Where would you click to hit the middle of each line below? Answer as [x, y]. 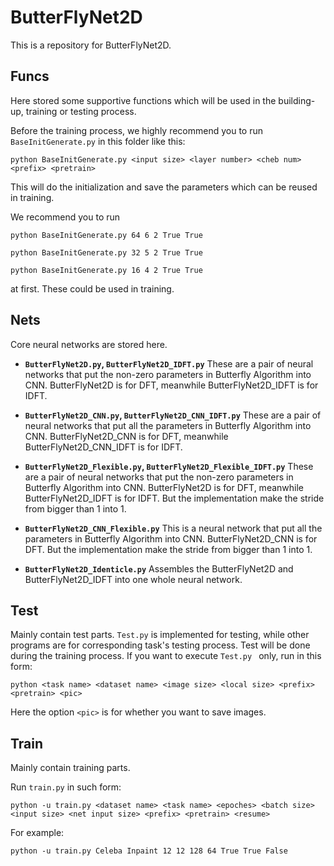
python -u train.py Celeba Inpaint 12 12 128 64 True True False [149, 851]
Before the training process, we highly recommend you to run [137, 130]
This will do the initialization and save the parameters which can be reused [164, 187]
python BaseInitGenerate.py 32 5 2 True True [106, 252]
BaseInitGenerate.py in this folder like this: [98, 141]
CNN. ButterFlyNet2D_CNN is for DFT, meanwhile [126, 436]
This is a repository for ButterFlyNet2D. [91, 45]
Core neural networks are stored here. [89, 344]
